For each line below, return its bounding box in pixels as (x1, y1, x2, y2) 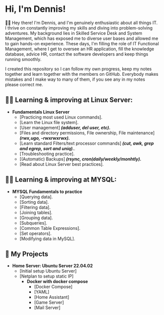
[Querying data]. (19, 193, 53, 200)
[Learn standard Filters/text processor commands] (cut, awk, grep (19, 140, 154, 146)
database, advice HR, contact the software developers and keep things (5, 51, 148, 57)
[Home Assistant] (34, 294, 70, 300)
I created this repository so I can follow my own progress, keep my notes (5, 65, 152, 72)
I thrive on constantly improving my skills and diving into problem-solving (5, 25, 153, 31)
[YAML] (34, 289, 50, 295)
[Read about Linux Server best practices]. (19, 161, 104, 167)
